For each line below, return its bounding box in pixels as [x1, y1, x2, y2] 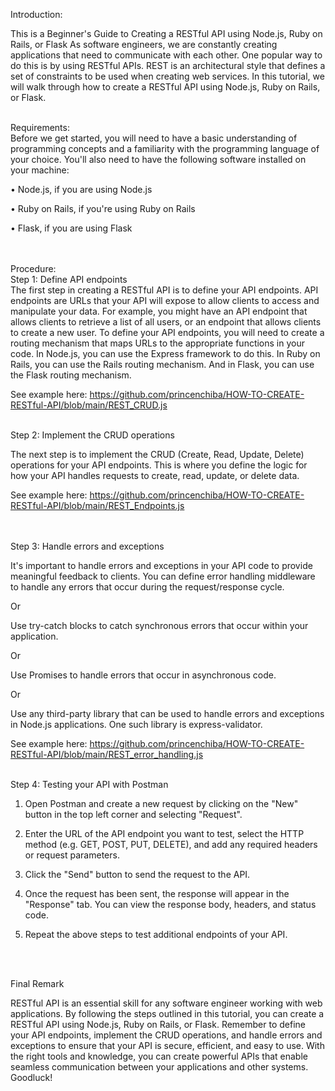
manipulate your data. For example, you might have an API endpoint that [10, 305, 308, 317]
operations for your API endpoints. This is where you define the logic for [10, 459, 308, 471]
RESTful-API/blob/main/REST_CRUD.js [10, 399, 168, 411]
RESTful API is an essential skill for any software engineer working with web [10, 997, 323, 1009]
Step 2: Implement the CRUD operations [10, 429, 175, 441]
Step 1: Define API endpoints [10, 274, 128, 285]
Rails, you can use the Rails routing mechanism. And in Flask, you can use [10, 359, 315, 370]
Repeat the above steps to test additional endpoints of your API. [24, 929, 288, 940]
